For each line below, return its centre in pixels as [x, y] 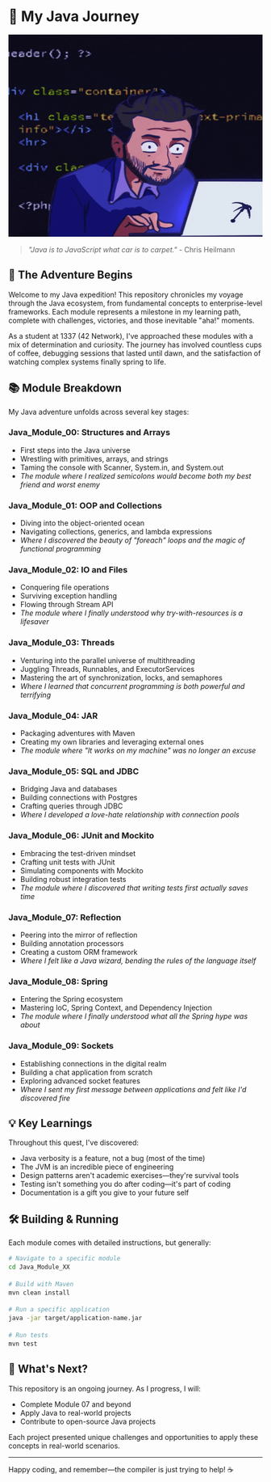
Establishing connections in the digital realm [93, 1063]
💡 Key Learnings [50, 1123]
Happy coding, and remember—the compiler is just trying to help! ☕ [121, 1469]
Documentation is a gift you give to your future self [104, 1193]
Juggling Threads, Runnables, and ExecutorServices [107, 669]
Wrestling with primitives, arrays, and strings [94, 458]
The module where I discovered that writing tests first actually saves [134, 888]
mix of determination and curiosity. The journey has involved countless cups [135, 344]
